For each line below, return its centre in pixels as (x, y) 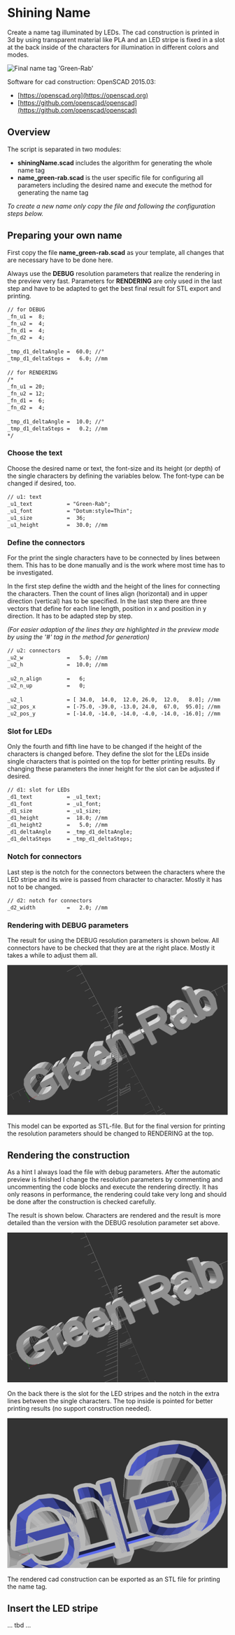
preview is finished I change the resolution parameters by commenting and (115, 1180)
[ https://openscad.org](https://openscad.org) (83, 95)
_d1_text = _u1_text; (54, 797)
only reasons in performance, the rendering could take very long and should (117, 1194)
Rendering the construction (69, 1155)
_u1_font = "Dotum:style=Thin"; (70, 511)
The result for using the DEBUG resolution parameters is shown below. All (113, 941)
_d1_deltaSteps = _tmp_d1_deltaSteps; (70, 839)
